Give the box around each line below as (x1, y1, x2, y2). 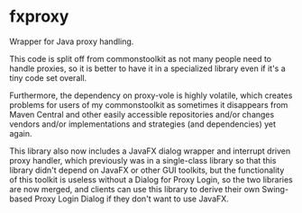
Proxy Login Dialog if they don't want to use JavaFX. (34, 193, 230, 204)
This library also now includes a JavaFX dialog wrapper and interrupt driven (9, 146, 291, 156)
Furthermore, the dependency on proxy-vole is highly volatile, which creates (9, 90, 293, 101)
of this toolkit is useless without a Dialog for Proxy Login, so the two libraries (9, 173, 293, 185)
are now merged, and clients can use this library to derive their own (9, 183, 261, 194)
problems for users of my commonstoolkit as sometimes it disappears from (9, 99, 288, 110)
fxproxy (9, 6, 69, 27)
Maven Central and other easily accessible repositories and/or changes (9, 109, 275, 120)
